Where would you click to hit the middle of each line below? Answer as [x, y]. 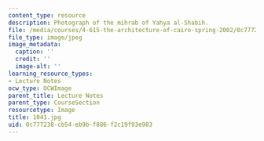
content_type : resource [47, 15]
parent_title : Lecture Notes [56, 96]
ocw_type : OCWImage [40, 88]
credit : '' [33, 60]
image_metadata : [35, 45]
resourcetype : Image [42, 110]
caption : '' [35, 52]
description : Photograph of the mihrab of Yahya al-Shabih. [109, 23]
